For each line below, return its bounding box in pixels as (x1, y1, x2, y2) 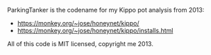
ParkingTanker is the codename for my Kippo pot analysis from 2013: (7, 6, 205, 14)
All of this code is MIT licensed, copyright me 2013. (7, 40, 154, 47)
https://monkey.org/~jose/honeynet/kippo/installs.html (17, 27, 174, 34)
